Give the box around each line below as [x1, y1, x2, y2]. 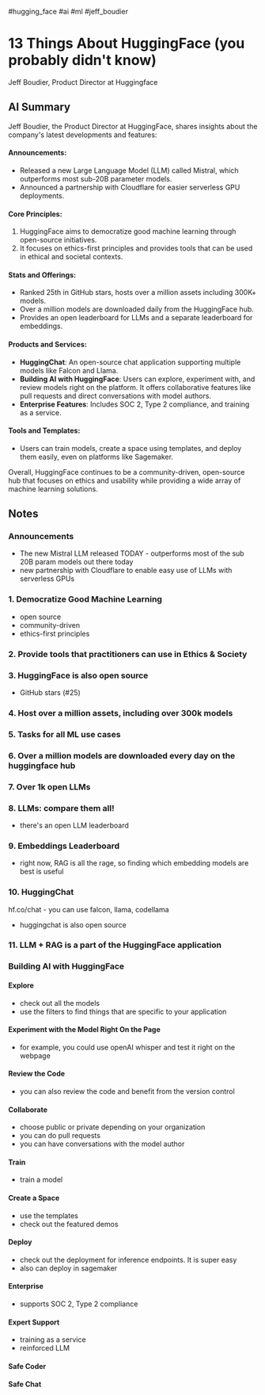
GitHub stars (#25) [19, 687, 81, 697]
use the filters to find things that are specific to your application [19, 1007, 227, 1016]
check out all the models [19, 998, 100, 1007]
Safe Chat [8, 1379, 42, 1389]
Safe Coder [8, 1361, 47, 1370]
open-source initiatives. [19, 235, 97, 245]
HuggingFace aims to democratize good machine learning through [19, 227, 237, 236]
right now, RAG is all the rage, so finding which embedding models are [19, 858, 249, 868]
